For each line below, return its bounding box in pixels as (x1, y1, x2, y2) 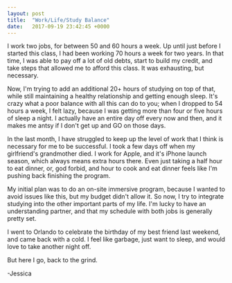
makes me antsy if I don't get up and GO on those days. (7, 122, 166, 130)
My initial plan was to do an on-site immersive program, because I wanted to (7, 185, 226, 194)
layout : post (7, 10, 45, 17)
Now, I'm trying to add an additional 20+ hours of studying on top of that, (7, 84, 216, 93)
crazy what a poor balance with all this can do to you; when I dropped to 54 (7, 100, 223, 108)
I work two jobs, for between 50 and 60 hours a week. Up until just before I (7, 42, 221, 51)
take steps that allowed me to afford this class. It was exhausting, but (7, 64, 204, 73)
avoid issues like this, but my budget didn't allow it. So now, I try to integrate (7, 192, 224, 201)
